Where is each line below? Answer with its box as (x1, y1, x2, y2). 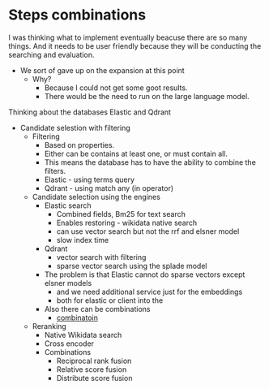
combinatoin (56, 313, 99, 322)
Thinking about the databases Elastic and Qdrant (8, 107, 172, 117)
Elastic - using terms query (44, 175, 135, 184)
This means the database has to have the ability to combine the (44, 157, 257, 167)
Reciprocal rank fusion (56, 356, 132, 365)
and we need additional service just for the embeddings (56, 287, 243, 296)
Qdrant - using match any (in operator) (44, 183, 174, 192)
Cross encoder (44, 339, 95, 348)
